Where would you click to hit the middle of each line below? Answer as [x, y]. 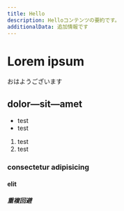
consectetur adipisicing [48, 167]
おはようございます [35, 82]
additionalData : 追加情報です [48, 27]
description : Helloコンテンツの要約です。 [64, 20]
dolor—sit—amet [45, 104]
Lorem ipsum [46, 61]
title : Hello [26, 14]
